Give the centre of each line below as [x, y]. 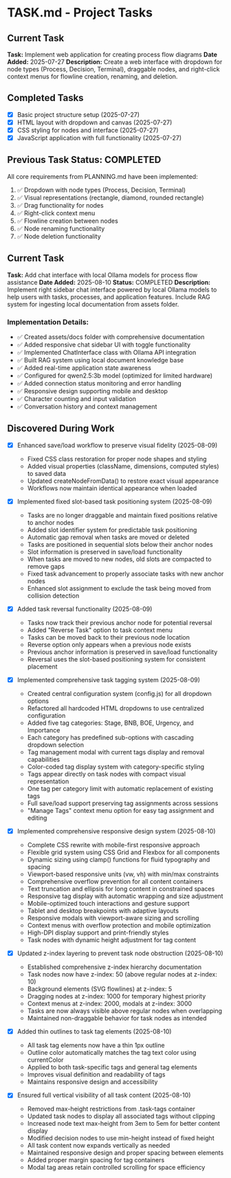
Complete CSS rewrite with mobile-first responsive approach [114, 845]
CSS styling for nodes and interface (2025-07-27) [88, 130]
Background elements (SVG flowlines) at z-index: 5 [100, 989]
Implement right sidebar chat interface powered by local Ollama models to [112, 290]
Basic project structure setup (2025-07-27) [78, 114]
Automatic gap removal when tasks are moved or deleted [108, 537]
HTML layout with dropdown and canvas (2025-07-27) [95, 122]
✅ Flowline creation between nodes [67, 221]
